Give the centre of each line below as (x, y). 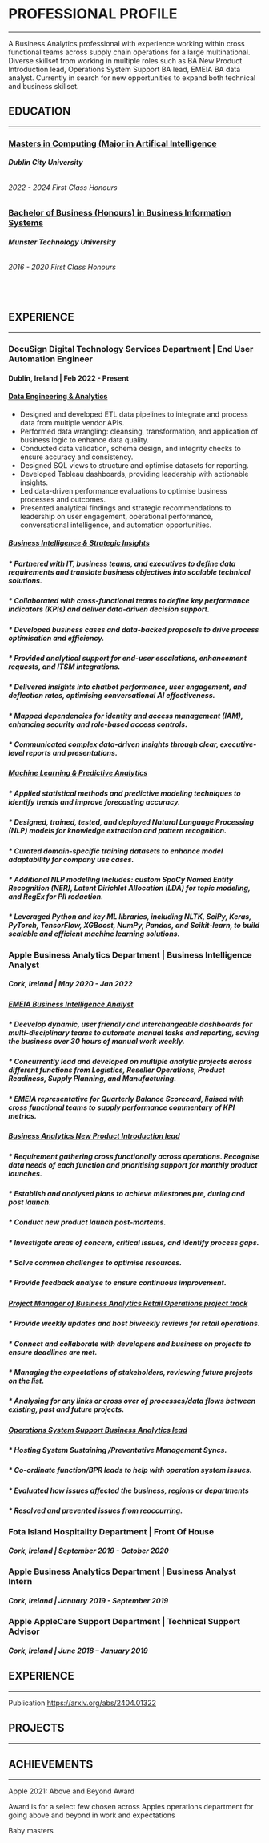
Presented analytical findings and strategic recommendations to (125, 508)
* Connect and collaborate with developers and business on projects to (130, 1344)
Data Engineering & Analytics (58, 397)
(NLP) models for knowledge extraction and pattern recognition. (117, 831)
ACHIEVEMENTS (51, 1765)
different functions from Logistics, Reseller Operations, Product (117, 1070)
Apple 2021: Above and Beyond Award (72, 1791)
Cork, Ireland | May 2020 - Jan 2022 (71, 984)
